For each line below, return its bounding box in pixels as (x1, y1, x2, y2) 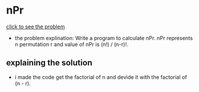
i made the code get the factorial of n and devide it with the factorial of (14, 73, 188, 80)
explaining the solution (6, 58, 93, 68)
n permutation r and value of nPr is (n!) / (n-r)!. (14, 41, 129, 48)
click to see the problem (6, 23, 65, 30)
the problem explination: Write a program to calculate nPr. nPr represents (14, 34, 193, 41)
